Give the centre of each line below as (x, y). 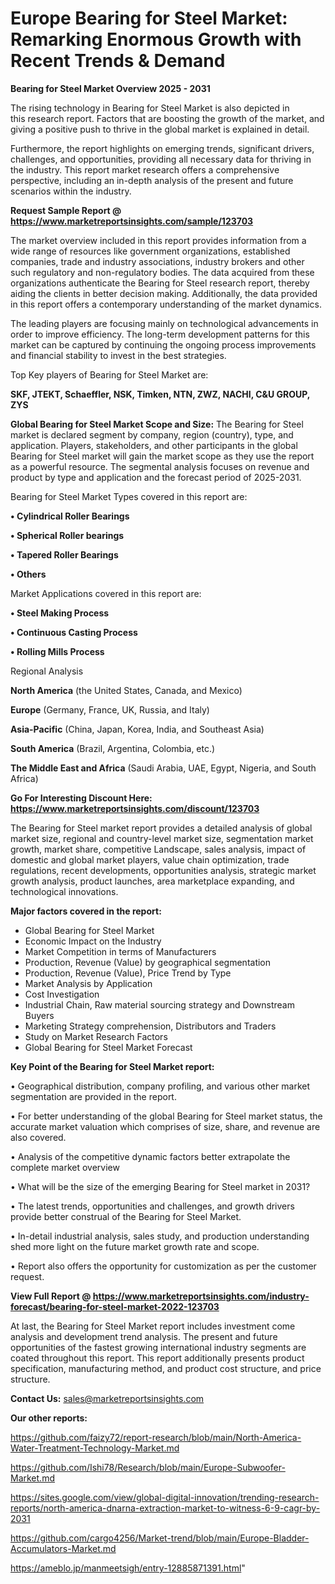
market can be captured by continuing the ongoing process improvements (163, 344)
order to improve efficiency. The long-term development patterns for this (160, 334)
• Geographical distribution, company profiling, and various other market (160, 1086)
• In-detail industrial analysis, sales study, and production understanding (160, 1236)
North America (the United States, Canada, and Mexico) (126, 690)
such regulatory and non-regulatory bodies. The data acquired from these (162, 272)
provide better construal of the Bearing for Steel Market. (126, 1216)
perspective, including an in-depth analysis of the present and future (152, 180)
